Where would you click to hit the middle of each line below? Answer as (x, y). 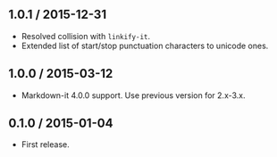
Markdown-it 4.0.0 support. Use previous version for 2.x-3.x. (134, 95)
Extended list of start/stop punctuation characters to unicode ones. (145, 45)
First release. (45, 145)
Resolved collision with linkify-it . (86, 36)
